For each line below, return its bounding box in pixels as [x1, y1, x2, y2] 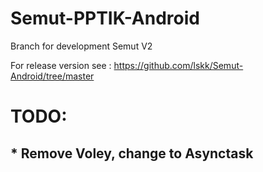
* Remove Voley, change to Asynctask [10, 145, 254, 162]
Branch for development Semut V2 [10, 40, 153, 52]
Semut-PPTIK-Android [10, 7, 200, 30]
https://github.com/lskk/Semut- [113, 59, 244, 71]
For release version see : [10, 59, 112, 71]
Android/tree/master [10, 70, 95, 82]
